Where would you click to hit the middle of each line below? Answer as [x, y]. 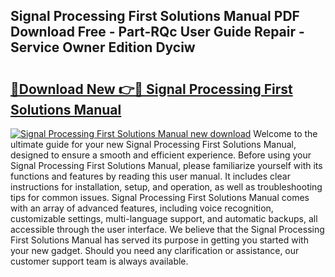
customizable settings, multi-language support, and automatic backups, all [164, 218]
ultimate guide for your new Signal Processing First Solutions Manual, [153, 144]
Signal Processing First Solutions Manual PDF [155, 16]
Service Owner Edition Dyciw [103, 47]
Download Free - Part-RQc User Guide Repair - [157, 32]
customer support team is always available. [99, 261]
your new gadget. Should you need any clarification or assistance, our [155, 250]
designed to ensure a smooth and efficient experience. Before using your [161, 155]
